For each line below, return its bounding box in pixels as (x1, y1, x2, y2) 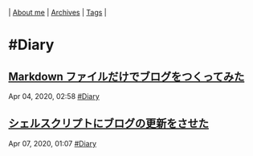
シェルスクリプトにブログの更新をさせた (8, 117, 209, 130)
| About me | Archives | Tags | (8, 8, 107, 17)
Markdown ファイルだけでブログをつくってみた (8, 69, 245, 84)
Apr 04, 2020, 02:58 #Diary (8, 92, 100, 101)
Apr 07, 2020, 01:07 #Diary (8, 138, 97, 148)
